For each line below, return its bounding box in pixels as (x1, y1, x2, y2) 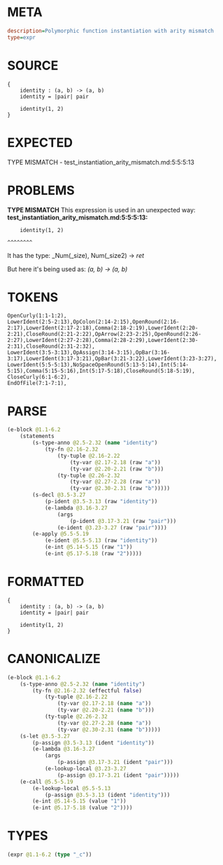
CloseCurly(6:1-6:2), (7, 374, 71, 381)
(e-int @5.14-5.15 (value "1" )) (32, 798, 127, 805)
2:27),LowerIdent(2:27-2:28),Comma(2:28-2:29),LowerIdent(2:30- (7, 337, 199, 344)
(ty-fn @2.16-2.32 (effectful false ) (32, 687, 142, 694)
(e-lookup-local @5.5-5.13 (32, 784, 111, 792)
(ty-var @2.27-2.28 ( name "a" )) (57, 719, 152, 726)
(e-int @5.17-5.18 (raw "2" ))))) (44, 550, 142, 557)
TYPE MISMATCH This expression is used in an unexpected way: (7, 205, 196, 214)
